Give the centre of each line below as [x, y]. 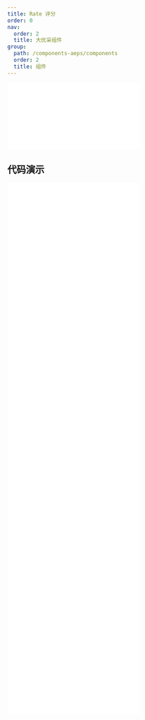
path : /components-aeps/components [66, 54]
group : [17, 47]
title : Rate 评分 [32, 14]
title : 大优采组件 [38, 40]
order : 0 [20, 21]
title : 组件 [30, 67]
